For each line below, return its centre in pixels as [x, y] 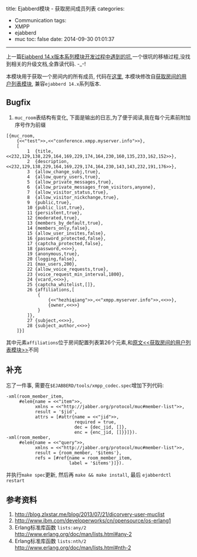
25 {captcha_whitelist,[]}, [61, 284]
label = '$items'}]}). [97, 463]
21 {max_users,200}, [52, 264]
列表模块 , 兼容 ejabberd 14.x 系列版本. [56, 84]
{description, [52, 161]
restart [16, 480]
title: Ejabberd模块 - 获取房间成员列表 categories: [65, 9]
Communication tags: [40, 20]
